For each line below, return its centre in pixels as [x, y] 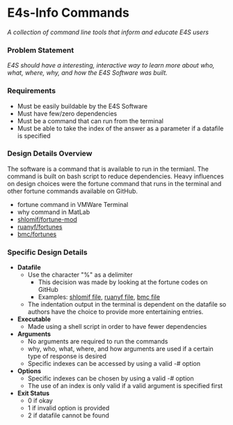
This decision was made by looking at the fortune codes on [123, 282]
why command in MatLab [54, 212]
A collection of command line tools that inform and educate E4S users [108, 32]
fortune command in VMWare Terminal [73, 204]
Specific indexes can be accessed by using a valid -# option [114, 364]
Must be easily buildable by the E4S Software [82, 106]
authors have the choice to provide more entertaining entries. [115, 312]
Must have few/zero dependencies [67, 114]
